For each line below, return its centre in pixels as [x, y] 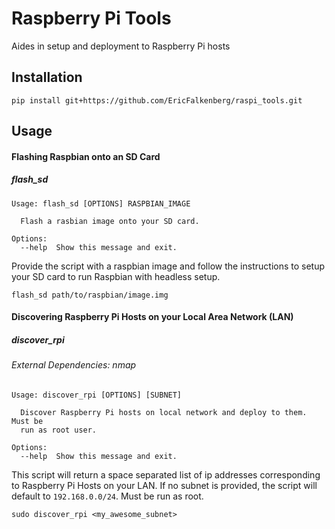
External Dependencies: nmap [74, 365]
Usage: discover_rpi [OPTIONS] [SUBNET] [97, 395]
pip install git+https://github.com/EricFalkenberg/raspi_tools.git [157, 100]
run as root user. [59, 430]
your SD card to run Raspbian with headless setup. [116, 276]
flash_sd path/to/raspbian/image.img [90, 295]
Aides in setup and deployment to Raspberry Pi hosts [121, 46]
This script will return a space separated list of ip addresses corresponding [166, 474]
